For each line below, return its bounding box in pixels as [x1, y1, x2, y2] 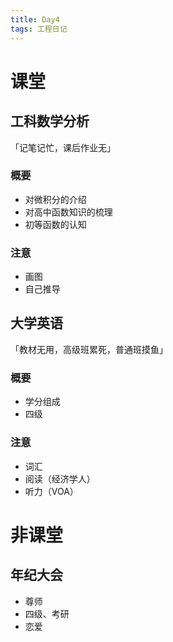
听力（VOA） [24, 485, 79, 497]
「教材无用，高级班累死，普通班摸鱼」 [10, 343, 168, 355]
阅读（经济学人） [24, 472, 96, 485]
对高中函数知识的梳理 [24, 206, 113, 218]
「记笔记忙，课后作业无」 [10, 141, 116, 153]
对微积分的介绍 [24, 193, 87, 205]
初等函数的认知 [24, 218, 87, 230]
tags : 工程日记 [10, 24, 68, 34]
